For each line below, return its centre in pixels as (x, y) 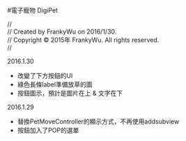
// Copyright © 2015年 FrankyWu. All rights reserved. (83, 40)
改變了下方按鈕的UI (45, 76)
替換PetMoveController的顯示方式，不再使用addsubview (98, 121)
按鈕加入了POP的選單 (48, 130)
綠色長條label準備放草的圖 (55, 84)
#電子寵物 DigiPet (32, 10)
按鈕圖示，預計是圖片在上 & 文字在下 (70, 93)
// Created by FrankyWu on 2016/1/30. (62, 31)
